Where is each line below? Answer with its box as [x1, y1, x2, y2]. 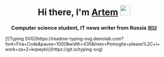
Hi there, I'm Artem [37, 6, 118, 18]
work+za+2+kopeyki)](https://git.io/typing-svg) [5, 46, 103, 52]
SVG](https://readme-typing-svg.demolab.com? [24, 35, 124, 42]
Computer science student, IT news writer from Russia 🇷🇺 [11, 24, 157, 31]
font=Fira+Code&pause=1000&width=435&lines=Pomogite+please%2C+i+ [5, 41, 160, 47]
